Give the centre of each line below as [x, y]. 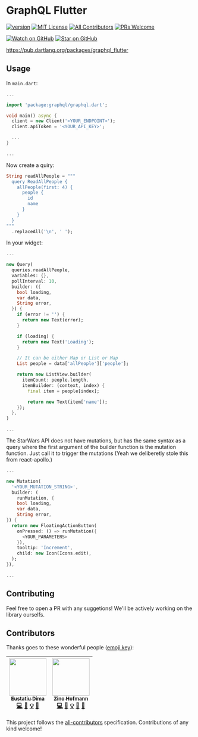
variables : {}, [30, 275]
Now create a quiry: [30, 165]
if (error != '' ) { [41, 315]
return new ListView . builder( [54, 374]
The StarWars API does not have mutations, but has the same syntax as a [96, 441]
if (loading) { [36, 336]
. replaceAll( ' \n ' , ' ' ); [42, 231]
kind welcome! [24, 729]
